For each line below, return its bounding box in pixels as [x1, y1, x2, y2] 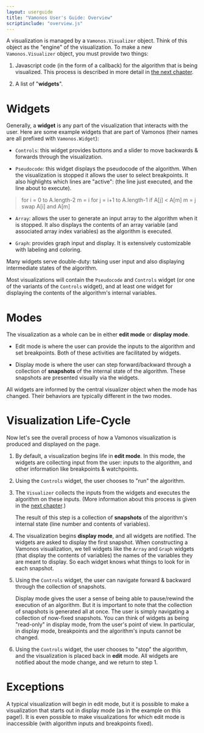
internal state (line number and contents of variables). [15, 520, 150, 528]
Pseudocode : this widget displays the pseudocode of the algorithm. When [15, 165, 197, 172]
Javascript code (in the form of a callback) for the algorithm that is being [15, 62, 198, 69]
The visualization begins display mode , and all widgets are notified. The [15, 532, 197, 540]
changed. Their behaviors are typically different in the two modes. [6, 392, 172, 400]
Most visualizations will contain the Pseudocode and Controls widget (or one [6, 276, 195, 284]
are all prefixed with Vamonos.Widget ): [6, 135, 99, 142]
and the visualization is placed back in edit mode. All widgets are [15, 652, 178, 660]
